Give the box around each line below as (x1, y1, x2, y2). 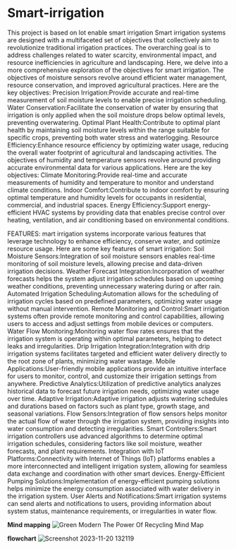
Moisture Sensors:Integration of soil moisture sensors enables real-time (7, 252, 216, 260)
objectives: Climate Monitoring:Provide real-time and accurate (7, 171, 188, 179)
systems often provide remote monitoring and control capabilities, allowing (7, 312, 224, 320)
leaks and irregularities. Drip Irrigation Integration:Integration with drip (7, 342, 210, 350)
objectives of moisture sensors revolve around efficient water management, (7, 73, 228, 82)
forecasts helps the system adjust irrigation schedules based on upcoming (7, 274, 224, 283)
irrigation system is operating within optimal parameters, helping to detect (7, 334, 222, 343)
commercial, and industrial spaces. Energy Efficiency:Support (7, 200, 187, 209)
